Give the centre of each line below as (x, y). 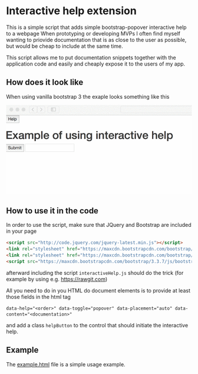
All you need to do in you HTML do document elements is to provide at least (98, 290)
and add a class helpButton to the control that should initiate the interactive (97, 325)
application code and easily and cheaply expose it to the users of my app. (96, 64)
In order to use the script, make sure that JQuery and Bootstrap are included (99, 225)
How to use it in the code (52, 211)
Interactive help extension (71, 11)
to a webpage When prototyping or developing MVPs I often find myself (93, 33)
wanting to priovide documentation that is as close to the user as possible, (96, 40)
